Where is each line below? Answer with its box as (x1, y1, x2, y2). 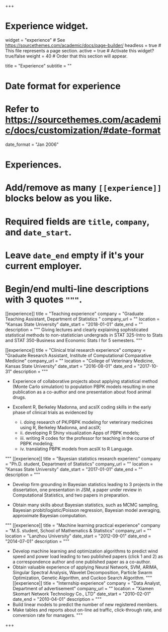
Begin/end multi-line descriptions (5, 283, 149, 294)
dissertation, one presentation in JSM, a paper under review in (12, 487, 142, 493)
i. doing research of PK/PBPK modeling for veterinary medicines (20, 419, 153, 425)
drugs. (12, 394, 26, 400)
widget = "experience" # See (5, 37, 65, 43)
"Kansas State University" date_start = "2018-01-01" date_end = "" (5, 321, 143, 327)
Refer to (5, 104, 39, 115)
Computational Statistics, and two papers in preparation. (12, 492, 130, 498)
